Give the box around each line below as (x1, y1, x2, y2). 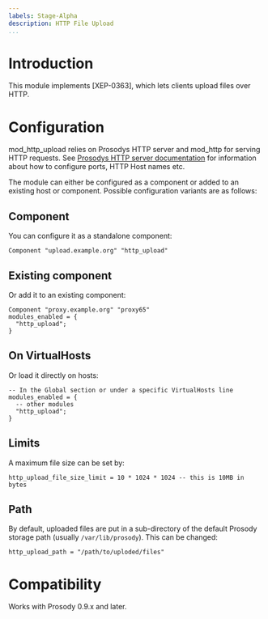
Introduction (8, 54, 94, 73)
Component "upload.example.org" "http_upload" (8, 247, 168, 255)
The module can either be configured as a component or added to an (8, 177, 239, 187)
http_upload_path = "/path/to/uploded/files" (8, 548, 164, 557)
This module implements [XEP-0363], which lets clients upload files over (8, 81, 251, 91)
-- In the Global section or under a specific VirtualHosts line (8, 386, 233, 394)
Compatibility (8, 575, 102, 593)
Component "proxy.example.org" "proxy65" (8, 306, 151, 314)
